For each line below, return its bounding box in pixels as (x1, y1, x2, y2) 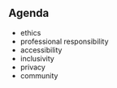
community (19, 70, 58, 80)
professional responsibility (19, 36, 109, 46)
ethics (19, 27, 41, 37)
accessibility (19, 44, 63, 55)
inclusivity (19, 53, 54, 63)
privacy (19, 62, 46, 72)
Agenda (8, 6, 50, 20)
